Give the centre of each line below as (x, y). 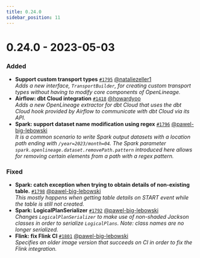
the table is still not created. (49, 204)
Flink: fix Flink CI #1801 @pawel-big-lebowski (71, 236)
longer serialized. (36, 230)
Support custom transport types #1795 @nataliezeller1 (83, 79)
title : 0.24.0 (24, 12)
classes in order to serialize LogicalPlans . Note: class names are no (99, 223)
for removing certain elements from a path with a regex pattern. (94, 156)
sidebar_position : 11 (33, 17)
